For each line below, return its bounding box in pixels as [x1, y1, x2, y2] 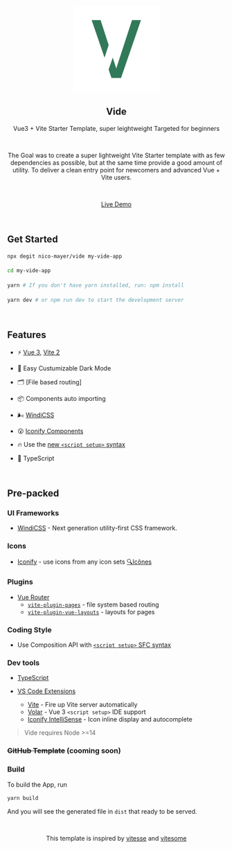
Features [7, 329, 46, 341]
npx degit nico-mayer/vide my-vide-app [7, 253, 123, 260]
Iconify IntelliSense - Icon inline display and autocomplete [27, 715, 193, 724]
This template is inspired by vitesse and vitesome [46, 834, 187, 842]
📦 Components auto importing [17, 394, 106, 402]
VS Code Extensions [17, 687, 76, 695]
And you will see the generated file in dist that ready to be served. [7, 807, 197, 815]
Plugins [7, 577, 33, 587]
